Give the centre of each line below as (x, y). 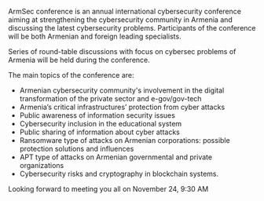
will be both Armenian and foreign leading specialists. (95, 36)
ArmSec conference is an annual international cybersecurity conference (125, 11)
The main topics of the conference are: (71, 75)
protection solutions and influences (77, 149)
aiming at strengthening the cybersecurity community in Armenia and (121, 20)
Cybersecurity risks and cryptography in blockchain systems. (119, 174)
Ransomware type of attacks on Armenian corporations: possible (125, 140)
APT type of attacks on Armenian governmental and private (116, 157)
